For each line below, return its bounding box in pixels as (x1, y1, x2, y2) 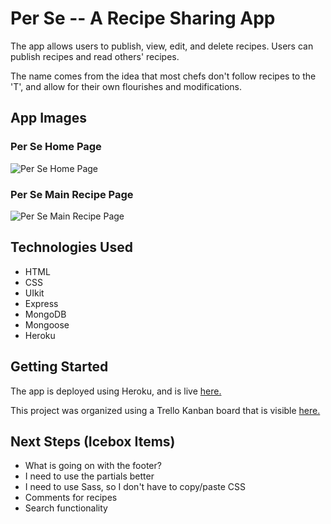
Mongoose (24, 318, 70, 331)
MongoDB (24, 308, 67, 320)
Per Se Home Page (10, 140, 102, 154)
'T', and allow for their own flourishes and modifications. (10, 80, 242, 92)
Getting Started (10, 358, 109, 376)
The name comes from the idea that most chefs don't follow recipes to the (10, 70, 317, 82)
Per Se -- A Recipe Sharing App (10, 7, 276, 30)
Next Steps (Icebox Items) (10, 433, 176, 450)
